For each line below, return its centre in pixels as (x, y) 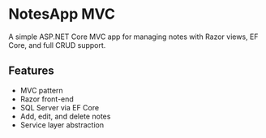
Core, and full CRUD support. (57, 45)
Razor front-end (47, 99)
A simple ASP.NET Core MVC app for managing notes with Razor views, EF (133, 37)
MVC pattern (41, 90)
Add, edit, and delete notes (65, 116)
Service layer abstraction (62, 125)
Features (31, 71)
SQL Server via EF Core (60, 107)
